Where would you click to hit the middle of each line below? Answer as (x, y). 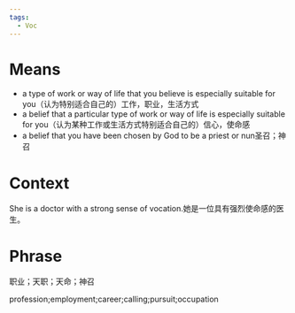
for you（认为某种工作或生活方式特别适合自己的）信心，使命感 (136, 125)
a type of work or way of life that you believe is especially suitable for (149, 94)
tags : (19, 17)
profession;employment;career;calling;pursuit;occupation (114, 299)
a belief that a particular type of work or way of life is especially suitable (154, 114)
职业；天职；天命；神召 (52, 282)
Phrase (36, 256)
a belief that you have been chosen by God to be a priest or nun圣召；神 (154, 136)
